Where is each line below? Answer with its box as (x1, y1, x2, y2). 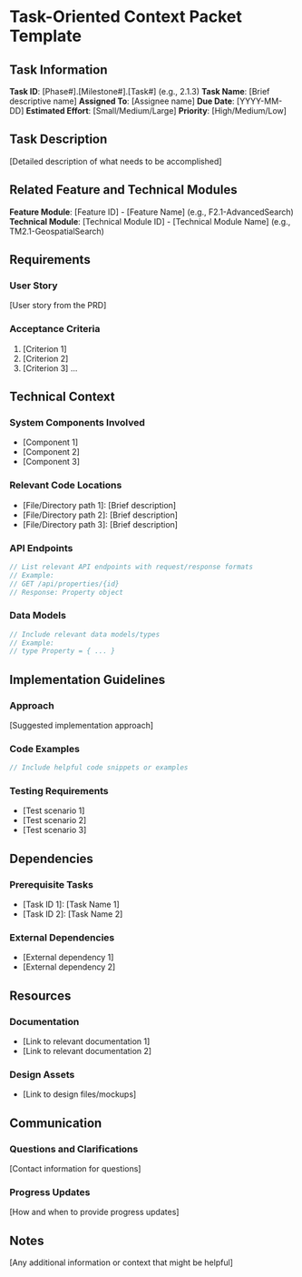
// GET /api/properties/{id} (9, 579, 120, 588)
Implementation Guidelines (9, 671, 166, 688)
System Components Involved (9, 416, 145, 428)
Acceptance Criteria (9, 323, 101, 336)
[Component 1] (22, 437, 79, 447)
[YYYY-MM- (236, 96, 283, 106)
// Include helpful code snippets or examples (9, 763, 189, 772)
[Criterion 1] (22, 343, 67, 354)
